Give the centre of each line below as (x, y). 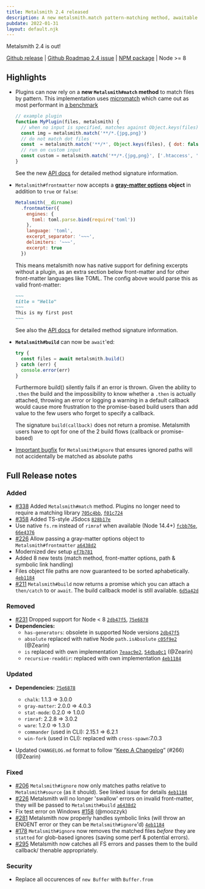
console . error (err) (46, 370)
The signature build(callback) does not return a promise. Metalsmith (103, 425)
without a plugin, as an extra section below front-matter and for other (102, 271)
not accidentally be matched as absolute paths (74, 456)
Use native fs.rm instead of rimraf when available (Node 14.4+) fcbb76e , (106, 526)
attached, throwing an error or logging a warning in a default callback (102, 401)
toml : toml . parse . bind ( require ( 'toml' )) (84, 220)
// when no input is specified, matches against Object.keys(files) (110, 127)
